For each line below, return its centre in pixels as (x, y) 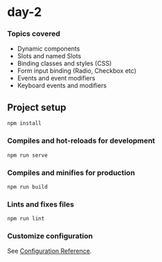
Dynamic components (48, 49)
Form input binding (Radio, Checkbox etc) (76, 71)
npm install (24, 123)
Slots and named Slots (49, 56)
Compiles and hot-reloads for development (81, 141)
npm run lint (26, 219)
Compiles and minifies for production (71, 173)
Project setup (37, 107)
